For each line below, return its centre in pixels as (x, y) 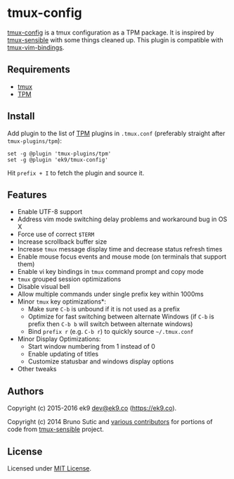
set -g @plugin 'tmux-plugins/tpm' (59, 154)
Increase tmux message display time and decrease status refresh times (120, 249)
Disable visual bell (44, 287)
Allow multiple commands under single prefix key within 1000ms (110, 294)
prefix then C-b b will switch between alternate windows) (110, 324)
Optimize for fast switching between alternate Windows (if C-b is (121, 317)
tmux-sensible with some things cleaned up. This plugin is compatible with (115, 39)
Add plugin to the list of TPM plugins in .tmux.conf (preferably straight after (116, 133)
